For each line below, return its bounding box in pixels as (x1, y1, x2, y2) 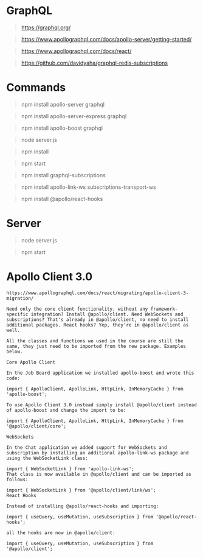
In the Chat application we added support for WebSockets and (6, 444, 167, 451)
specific (6, 311, 29, 317)
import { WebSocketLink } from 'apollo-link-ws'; (6, 465, 135, 472)
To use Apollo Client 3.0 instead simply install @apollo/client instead (6, 401, 198, 408)
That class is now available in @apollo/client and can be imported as (6, 471, 191, 477)
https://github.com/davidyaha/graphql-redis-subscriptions (21, 59, 168, 66)
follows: (6, 476, 29, 482)
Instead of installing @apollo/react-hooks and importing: (6, 503, 159, 509)
